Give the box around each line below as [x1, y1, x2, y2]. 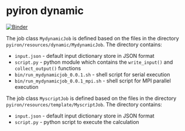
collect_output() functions [14, 64, 81, 71]
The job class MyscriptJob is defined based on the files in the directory [6, 95, 177, 102]
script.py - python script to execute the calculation [14, 118, 139, 125]
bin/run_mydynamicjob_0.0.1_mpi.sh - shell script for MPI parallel [14, 77, 171, 84]
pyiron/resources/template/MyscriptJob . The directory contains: [6, 101, 162, 108]
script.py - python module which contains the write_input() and [14, 58, 173, 65]
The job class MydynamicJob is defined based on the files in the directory [6, 35, 180, 42]
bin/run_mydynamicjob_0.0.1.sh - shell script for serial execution [14, 71, 170, 78]
